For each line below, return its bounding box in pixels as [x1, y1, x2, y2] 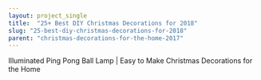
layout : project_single [8, 11, 88, 20]
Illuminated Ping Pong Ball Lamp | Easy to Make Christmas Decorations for [8, 56, 253, 66]
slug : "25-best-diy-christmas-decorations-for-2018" [8, 26, 188, 34]
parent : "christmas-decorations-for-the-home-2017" [8, 34, 184, 42]
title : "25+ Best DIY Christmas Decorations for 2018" [8, 19, 198, 27]
